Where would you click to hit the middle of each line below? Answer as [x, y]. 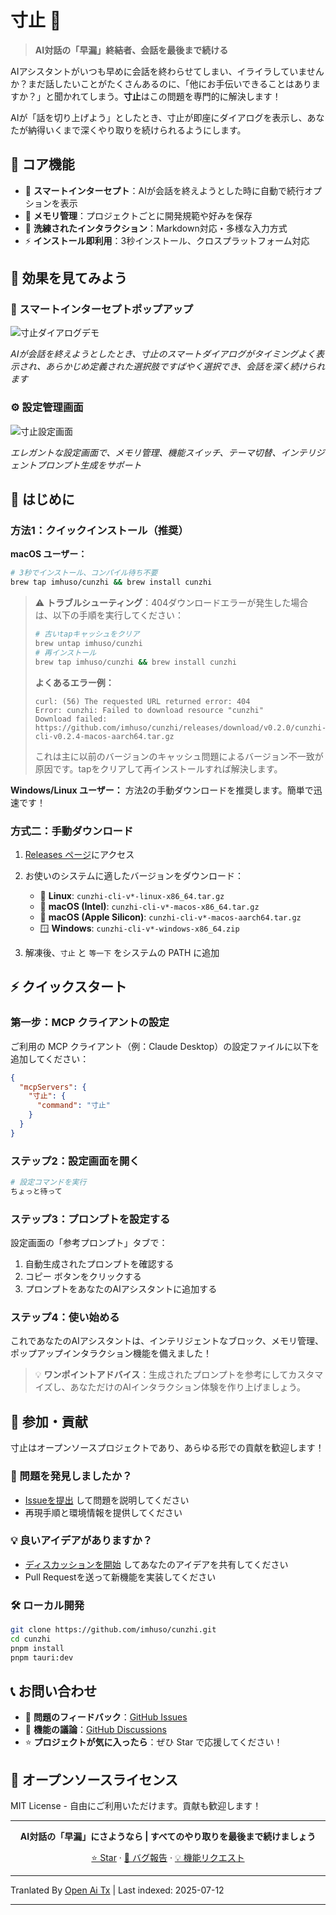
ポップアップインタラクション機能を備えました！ [111, 1353]
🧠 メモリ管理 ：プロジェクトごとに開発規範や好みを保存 [138, 215]
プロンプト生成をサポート [89, 465]
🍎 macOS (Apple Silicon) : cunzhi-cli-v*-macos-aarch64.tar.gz [170, 917]
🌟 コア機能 [42, 164]
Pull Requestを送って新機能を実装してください [120, 1577]
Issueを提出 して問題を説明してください [107, 1500]
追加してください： [50, 1058]
